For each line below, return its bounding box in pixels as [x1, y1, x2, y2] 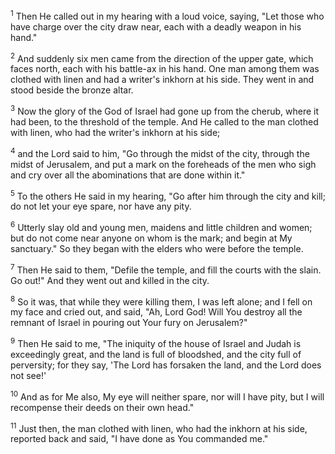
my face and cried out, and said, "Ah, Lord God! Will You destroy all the [10, 306, 303, 318]
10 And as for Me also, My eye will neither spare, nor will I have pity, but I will [10, 389, 325, 403]
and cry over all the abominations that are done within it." [10, 169, 246, 181]
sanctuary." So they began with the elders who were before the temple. [10, 242, 304, 254]
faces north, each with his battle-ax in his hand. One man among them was [10, 63, 320, 75]
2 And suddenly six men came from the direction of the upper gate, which [10, 50, 314, 64]
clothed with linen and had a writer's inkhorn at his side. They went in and [10, 74, 315, 86]
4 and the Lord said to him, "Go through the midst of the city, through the [10, 145, 310, 159]
